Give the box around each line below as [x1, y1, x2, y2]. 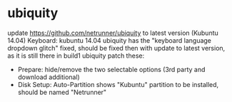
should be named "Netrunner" [17, 88, 107, 96]
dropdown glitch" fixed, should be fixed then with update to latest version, [7, 44, 226, 52]
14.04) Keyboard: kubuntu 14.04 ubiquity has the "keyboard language [7, 36, 212, 44]
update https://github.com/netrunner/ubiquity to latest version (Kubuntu [7, 29, 219, 37]
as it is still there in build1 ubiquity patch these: [7, 51, 145, 60]
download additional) [17, 73, 80, 81]
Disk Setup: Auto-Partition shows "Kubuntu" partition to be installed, [17, 80, 219, 88]
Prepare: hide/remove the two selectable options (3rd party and [17, 65, 206, 73]
